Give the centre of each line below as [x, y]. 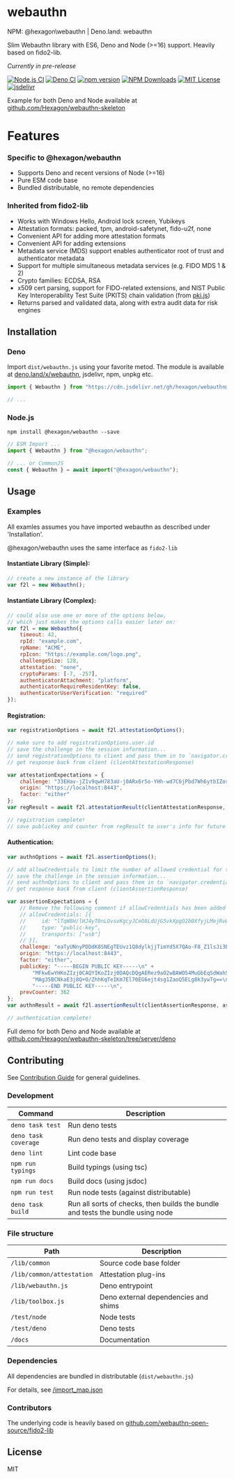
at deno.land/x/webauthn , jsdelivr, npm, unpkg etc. [80, 375]
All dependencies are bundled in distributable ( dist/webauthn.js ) [100, 1376]
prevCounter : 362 [45, 992]
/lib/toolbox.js [38, 1301]
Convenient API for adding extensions [72, 243]
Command [36, 1113]
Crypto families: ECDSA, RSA [59, 280]
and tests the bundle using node [120, 1213]
